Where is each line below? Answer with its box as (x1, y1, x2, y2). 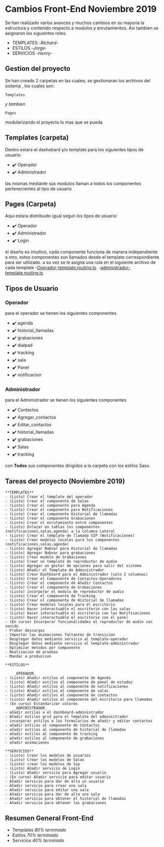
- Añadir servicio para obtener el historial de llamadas (5, 796, 126, 801)
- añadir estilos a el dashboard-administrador (5, 710, 105, 715)
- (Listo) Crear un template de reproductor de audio (5, 559, 118, 564)
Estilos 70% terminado (12, 832, 58, 838)
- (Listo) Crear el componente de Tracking (5, 594, 96, 599)
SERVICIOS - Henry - (12, 50, 53, 56)
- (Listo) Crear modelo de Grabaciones (5, 555, 87, 560)
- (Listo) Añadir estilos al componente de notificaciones (5, 684, 129, 689)
